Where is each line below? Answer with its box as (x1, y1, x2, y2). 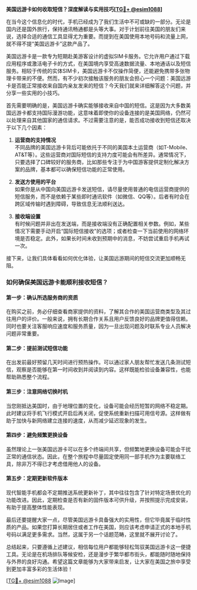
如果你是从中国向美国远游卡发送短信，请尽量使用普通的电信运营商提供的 (14, 186, 189, 193)
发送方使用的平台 (14, 179, 56, 185)
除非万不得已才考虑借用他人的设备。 (16, 460, 104, 467)
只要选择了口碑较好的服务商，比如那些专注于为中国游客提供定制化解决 (14, 159, 185, 165)
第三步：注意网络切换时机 (6, 388, 68, 395)
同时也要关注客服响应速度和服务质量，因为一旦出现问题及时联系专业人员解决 (6, 323, 191, 330)
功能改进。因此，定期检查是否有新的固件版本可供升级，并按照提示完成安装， (6, 496, 191, 503)
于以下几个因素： (6, 124, 47, 131)
